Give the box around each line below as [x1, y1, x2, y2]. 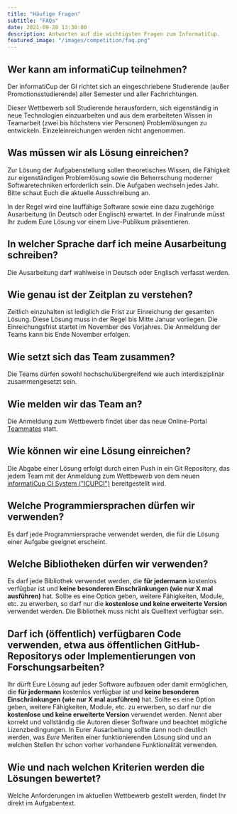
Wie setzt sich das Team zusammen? [7, 350, 175, 363]
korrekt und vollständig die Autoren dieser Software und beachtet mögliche [7, 718, 228, 726]
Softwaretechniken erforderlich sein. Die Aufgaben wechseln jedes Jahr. [7, 181, 219, 189]
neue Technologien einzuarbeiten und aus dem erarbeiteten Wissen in [7, 111, 213, 120]
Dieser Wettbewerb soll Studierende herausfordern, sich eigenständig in [7, 103, 219, 112]
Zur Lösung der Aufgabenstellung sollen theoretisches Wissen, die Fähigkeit [7, 165, 231, 174]
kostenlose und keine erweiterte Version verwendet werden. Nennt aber [7, 710, 222, 719]
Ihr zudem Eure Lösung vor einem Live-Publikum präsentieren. [7, 217, 190, 226]
